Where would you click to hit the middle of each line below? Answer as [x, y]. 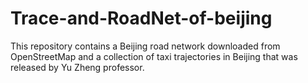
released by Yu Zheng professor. [77, 67]
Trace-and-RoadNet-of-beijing [141, 18]
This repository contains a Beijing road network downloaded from [145, 46]
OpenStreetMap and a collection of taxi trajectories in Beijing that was [154, 56]
